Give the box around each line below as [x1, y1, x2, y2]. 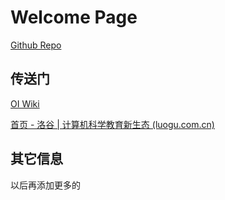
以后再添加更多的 [10, 179, 81, 191]
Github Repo [10, 39, 62, 51]
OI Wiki [10, 97, 40, 110]
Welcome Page [10, 6, 138, 29]
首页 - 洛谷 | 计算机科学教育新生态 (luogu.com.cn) [10, 118, 215, 130]
